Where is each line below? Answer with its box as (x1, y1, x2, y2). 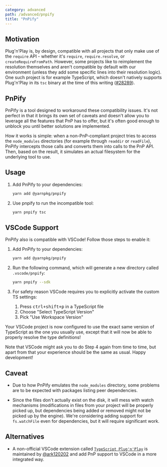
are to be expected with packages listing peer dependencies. (12, 387, 138, 393)
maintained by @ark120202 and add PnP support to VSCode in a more (12, 451, 157, 457)
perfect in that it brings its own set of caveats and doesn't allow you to (5, 113, 150, 118)
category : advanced (5, 7, 46, 12)
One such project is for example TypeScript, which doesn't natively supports (5, 75, 162, 80)
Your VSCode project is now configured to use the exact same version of (5, 324, 155, 330)
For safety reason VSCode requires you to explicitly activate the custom (12, 289, 160, 295)
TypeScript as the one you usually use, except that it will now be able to (5, 329, 152, 335)
